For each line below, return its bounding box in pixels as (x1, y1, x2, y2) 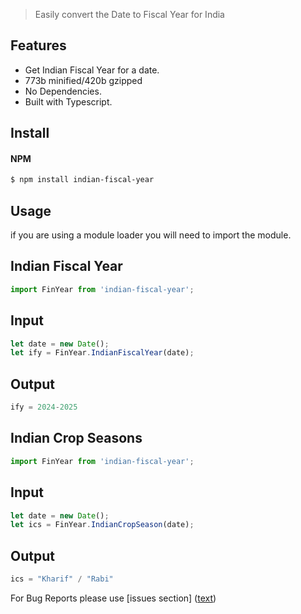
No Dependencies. (24, 85, 102, 97)
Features (10, 37, 67, 54)
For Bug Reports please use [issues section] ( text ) (10, 592, 217, 604)
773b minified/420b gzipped (24, 74, 143, 86)
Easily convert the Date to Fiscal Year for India (34, 9, 225, 20)
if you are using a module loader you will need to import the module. (10, 229, 292, 241)
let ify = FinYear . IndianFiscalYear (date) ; (10, 348, 195, 358)
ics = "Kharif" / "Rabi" (10, 574, 114, 584)
